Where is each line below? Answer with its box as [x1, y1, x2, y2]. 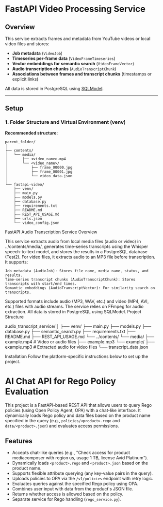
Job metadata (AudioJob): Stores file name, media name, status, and [5, 268, 149, 273]
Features [5, 437, 33, 445]
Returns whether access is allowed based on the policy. [12, 491, 124, 497]
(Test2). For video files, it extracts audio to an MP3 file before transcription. [5, 254, 156, 260]
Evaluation [5, 386, 49, 397]
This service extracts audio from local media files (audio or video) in [5, 238, 141, 244]
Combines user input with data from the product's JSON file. [12, 486, 133, 492]
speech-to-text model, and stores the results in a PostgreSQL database [5, 248, 148, 254]
